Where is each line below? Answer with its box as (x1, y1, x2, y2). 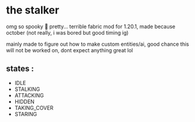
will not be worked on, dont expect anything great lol (6, 46, 134, 53)
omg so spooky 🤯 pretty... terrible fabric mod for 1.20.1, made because (6, 23, 176, 30)
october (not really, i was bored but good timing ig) (6, 29, 129, 36)
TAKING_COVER (14, 104, 54, 111)
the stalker (6, 4, 60, 17)
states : (6, 64, 34, 74)
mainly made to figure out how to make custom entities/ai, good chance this (6, 40, 189, 48)
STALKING (14, 86, 40, 93)
